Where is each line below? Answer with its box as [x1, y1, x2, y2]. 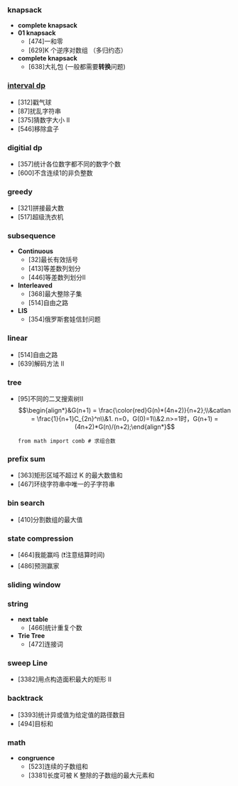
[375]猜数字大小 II [17, 115, 70, 124]
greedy [7, 186, 33, 196]
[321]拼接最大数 [17, 204, 64, 213]
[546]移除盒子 [17, 124, 60, 133]
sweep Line [7, 658, 48, 668]
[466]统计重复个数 [28, 624, 83, 632]
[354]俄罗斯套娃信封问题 [28, 315, 101, 324]
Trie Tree [17, 632, 45, 640]
